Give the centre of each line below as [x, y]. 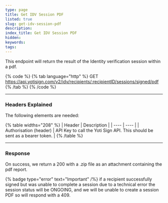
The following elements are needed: [42, 115]
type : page [16, 10]
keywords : [15, 42]
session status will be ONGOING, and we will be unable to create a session [82, 190]
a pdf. [11, 66]
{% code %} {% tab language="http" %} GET [52, 76]
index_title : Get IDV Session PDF [41, 33]
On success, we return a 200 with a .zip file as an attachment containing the [84, 164]
